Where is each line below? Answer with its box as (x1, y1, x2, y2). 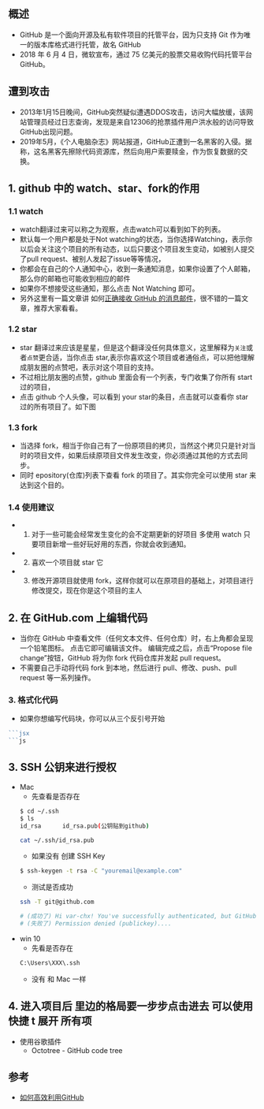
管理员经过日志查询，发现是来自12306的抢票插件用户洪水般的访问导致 (26, 117, 255, 126)
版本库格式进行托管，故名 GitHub (33, 39, 142, 49)
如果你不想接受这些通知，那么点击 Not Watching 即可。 (19, 284, 199, 293)
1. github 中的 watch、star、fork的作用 (8, 182, 200, 195)
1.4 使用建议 (8, 501, 54, 512)
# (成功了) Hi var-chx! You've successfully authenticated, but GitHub (19, 913, 257, 921)
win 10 (19, 933, 41, 943)
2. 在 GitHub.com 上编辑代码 (8, 611, 148, 624)
